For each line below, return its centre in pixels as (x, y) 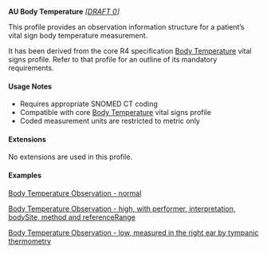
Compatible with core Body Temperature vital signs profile (115, 113)
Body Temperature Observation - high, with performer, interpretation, (122, 208)
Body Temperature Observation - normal (75, 193)
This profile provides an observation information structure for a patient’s (126, 27)
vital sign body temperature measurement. (78, 36)
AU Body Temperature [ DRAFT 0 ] (64, 12)
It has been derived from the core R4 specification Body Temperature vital (130, 51)
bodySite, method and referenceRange (72, 217)
